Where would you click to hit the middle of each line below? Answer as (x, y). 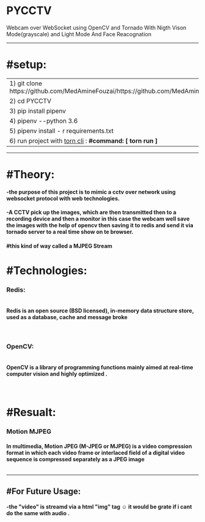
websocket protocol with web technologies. (63, 198)
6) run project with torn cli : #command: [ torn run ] (84, 140)
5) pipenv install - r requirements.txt (62, 130)
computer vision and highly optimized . (57, 374)
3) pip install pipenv (38, 111)
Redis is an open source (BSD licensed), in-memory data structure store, (100, 311)
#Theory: (31, 175)
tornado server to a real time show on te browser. (70, 232)
